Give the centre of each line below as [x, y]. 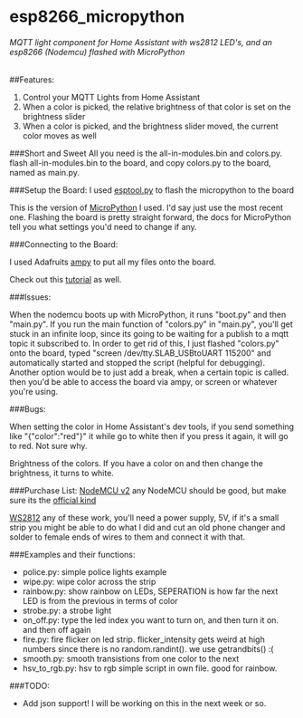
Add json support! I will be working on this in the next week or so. [144, 704]
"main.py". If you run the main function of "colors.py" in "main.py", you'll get [151, 324]
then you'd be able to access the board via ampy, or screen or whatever [143, 382]
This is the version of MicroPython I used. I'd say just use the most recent [146, 208]
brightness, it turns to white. [62, 474]
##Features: [32, 80]
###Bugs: [28, 409]
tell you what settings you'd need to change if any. [103, 227]
